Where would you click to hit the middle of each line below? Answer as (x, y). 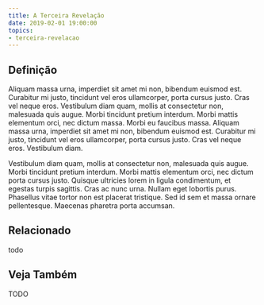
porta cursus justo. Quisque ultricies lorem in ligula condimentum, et (120, 180)
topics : (21, 30)
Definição (33, 69)
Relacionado (40, 231)
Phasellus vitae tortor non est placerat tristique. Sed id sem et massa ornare (132, 197)
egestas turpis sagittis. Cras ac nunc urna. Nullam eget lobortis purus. (122, 189)
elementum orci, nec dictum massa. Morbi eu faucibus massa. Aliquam (124, 123)
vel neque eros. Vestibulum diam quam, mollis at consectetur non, (116, 106)
